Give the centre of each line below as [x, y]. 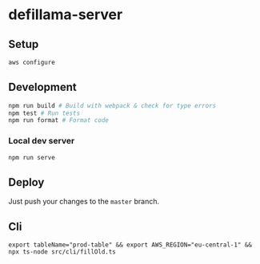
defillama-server [66, 15]
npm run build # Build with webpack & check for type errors [112, 105]
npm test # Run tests [44, 113]
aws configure [32, 62]
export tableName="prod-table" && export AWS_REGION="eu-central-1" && [130, 245]
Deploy [26, 182]
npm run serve [32, 157]
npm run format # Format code [59, 120]
